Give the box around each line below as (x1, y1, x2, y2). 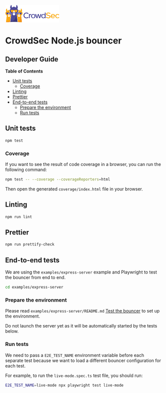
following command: (5, 166, 47, 172)
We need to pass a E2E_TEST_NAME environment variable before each (5, 352, 145, 358)
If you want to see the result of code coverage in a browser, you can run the (5, 161, 161, 167)
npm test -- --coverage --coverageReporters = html (5, 176, 111, 182)
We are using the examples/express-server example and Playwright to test (5, 269, 157, 275)
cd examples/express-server (5, 285, 64, 290)
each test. (5, 362, 26, 368)
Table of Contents (5, 68, 43, 74)
